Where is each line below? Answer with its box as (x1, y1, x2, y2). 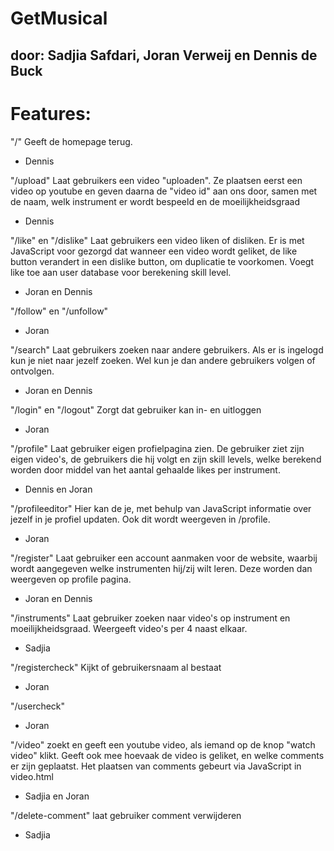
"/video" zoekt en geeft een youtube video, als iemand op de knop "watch (10, 738, 316, 751)
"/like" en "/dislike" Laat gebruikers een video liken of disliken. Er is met (10, 234, 305, 246)
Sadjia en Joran (24, 790, 90, 802)
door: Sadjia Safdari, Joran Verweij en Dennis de (10, 47, 318, 64)
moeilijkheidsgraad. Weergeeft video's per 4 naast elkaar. (10, 622, 248, 634)
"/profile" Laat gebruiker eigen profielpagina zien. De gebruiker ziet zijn (10, 442, 305, 454)
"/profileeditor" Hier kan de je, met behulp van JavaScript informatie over (10, 502, 312, 514)
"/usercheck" (10, 700, 66, 712)
